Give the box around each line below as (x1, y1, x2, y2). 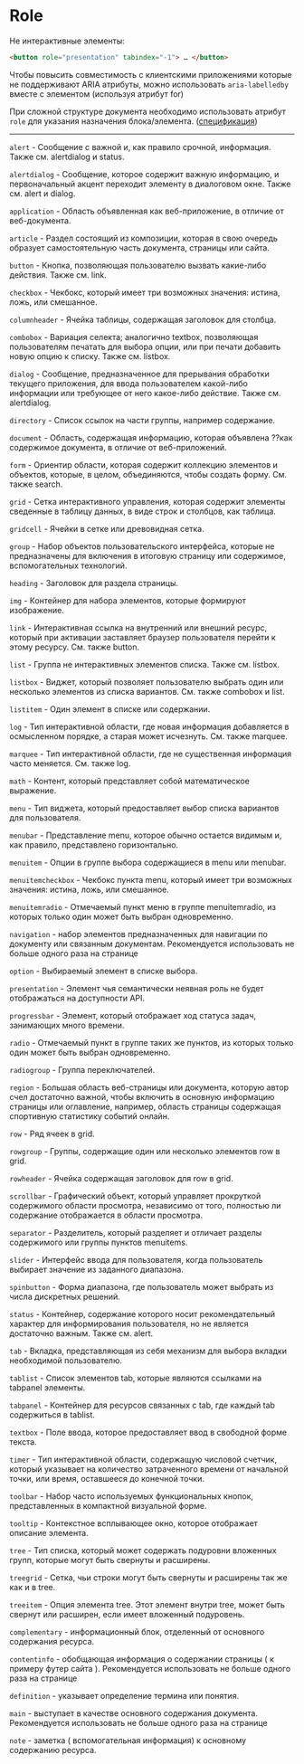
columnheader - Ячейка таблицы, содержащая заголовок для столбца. (9, 314, 277, 325)
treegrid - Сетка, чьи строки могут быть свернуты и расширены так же (9, 1571, 288, 1583)
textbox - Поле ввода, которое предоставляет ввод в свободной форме (9, 1427, 288, 1437)
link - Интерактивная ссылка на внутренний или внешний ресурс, (9, 621, 268, 633)
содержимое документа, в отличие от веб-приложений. (9, 441, 228, 452)
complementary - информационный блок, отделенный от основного (9, 1626, 265, 1637)
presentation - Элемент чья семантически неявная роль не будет (9, 982, 264, 993)
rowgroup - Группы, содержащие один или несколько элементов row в (9, 1145, 280, 1156)
